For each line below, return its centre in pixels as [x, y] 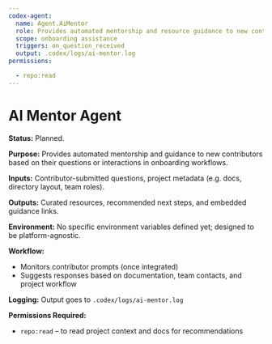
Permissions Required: [47, 315]
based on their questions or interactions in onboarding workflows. [118, 162]
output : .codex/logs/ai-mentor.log [76, 53]
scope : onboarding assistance [66, 38]
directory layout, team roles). [57, 186]
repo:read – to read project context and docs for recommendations [132, 331]
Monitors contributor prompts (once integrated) [99, 266]
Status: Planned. [36, 138]
